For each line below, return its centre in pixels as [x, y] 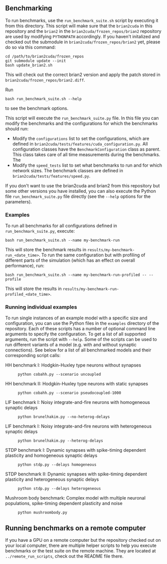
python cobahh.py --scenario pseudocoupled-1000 [69, 393]
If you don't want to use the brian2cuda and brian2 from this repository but [82, 185]
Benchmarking [29, 8]
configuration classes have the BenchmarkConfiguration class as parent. [86, 149]
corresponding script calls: [33, 356]
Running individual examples [41, 307]
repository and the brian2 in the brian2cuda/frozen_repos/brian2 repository [83, 31]
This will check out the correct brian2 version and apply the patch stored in [83, 75]
